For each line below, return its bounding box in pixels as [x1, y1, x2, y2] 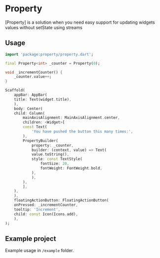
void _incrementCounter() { [5, 70, 63, 74]
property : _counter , [31, 143, 74, 148]
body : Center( [14, 106, 43, 111]
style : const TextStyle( [31, 156, 83, 162]
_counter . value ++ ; [14, 74, 52, 79]
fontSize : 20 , [40, 161, 69, 166]
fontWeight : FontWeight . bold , [40, 166, 102, 171]
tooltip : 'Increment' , [14, 207, 61, 212]
